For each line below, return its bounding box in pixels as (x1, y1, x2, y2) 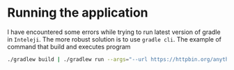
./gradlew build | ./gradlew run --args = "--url (7, 55, 148, 63)
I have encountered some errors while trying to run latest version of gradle (7, 28, 221, 36)
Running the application (7, 5, 148, 21)
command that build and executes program (7, 42, 131, 51)
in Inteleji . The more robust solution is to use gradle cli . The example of (7, 35, 221, 43)
